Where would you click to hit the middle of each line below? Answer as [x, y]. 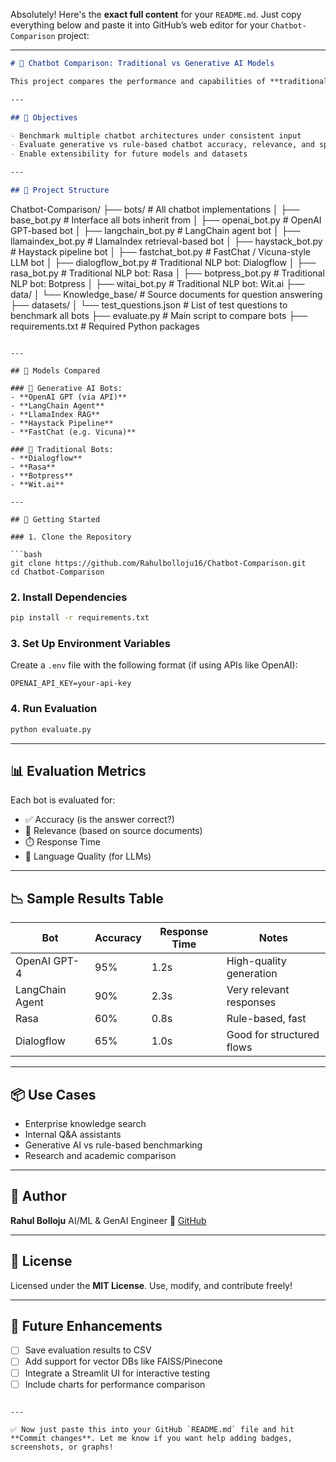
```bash [26, 554]
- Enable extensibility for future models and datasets [129, 154]
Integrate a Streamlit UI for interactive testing [117, 1373]
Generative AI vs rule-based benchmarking [113, 1145]
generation [252, 974]
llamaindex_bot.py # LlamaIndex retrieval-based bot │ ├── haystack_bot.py [166, 241]
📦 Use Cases [53, 1094]
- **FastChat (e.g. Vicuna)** [73, 432]
